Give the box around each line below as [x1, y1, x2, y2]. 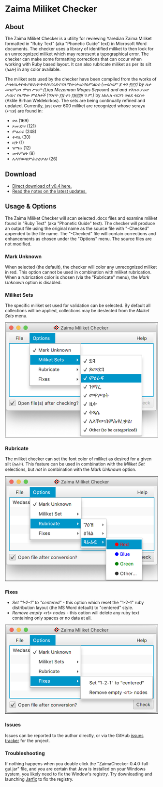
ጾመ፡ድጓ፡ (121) [12, 123, 36, 129]
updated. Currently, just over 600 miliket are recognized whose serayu [5, 103, 146, 109]
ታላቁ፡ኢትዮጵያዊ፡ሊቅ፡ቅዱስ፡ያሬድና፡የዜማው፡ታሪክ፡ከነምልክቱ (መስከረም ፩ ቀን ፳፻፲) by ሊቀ [5, 81, 151, 87]
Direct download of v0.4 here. [12, 183, 72, 189]
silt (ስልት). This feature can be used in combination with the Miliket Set [5, 461, 145, 466]
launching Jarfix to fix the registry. [5, 776, 74, 782]
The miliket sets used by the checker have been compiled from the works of [5, 76, 157, 82]
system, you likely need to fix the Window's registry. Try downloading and [5, 771, 152, 777]
